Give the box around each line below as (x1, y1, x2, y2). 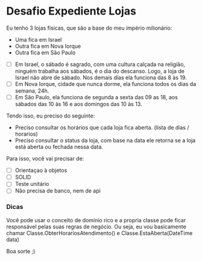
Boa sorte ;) (6, 247, 36, 255)
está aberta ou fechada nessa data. (14, 144, 104, 151)
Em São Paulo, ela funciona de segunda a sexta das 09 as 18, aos (14, 94, 178, 101)
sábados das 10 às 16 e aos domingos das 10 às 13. (14, 101, 142, 108)
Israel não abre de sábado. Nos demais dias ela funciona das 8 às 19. (14, 74, 187, 81)
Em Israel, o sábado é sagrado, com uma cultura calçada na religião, (14, 61, 186, 68)
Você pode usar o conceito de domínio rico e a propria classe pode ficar (6, 216, 186, 223)
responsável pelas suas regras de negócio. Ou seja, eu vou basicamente (6, 223, 187, 230)
